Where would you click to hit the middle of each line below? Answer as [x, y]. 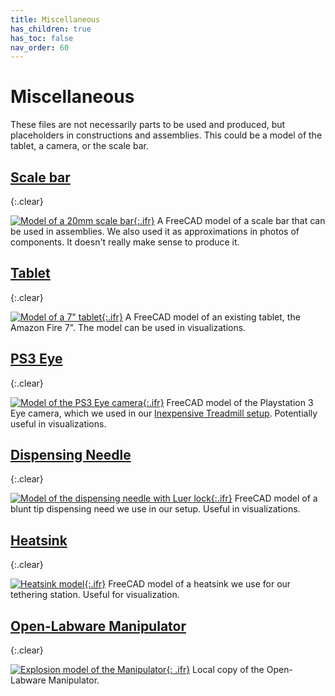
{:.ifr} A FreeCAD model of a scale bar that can [229, 220]
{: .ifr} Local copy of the [215, 670]
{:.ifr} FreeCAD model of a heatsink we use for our [188, 584]
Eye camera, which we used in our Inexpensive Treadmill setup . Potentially [164, 413]
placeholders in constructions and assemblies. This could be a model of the [166, 135]
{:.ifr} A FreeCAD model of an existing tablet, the [201, 317]
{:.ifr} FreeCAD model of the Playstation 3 [228, 402]
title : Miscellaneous [55, 19]
